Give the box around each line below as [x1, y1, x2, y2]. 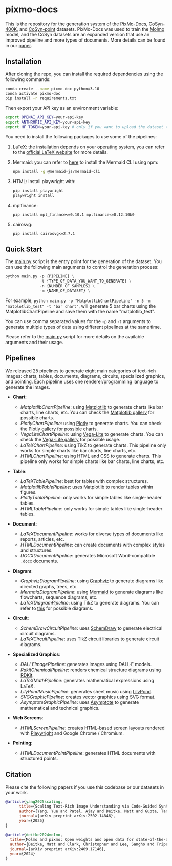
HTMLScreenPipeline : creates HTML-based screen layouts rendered [20, 724, 165, 731]
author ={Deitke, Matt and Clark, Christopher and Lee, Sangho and [10, 842, 155, 847]
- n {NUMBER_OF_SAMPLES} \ [39, 284, 95, 289]
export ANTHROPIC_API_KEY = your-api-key [5, 119, 91, 125]
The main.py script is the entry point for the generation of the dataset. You [5, 258, 162, 265]
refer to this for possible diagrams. [20, 605, 94, 611]
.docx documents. [20, 558, 59, 564]
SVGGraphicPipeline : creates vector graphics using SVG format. [20, 694, 156, 700]
